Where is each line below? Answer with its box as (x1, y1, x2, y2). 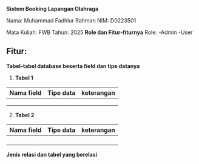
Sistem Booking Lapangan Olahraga (6, 5, 99, 12)
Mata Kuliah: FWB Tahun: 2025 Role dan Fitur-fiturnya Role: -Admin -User (6, 29, 193, 36)
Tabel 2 (15, 111, 35, 118)
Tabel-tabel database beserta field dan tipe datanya (6, 62, 140, 69)
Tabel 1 (15, 74, 33, 81)
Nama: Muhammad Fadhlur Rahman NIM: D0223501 (6, 17, 137, 24)
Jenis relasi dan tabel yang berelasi (6, 151, 98, 158)
